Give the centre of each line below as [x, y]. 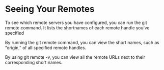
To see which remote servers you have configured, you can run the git [76, 23]
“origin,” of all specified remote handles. [46, 47]
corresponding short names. [34, 62]
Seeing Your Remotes [50, 9]
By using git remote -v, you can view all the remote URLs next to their [75, 57]
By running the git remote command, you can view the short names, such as [82, 42]
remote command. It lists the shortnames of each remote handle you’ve [77, 27]
